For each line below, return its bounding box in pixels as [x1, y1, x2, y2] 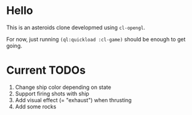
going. [6, 42, 22, 49]
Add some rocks [15, 103, 57, 110]
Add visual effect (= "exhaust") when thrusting [15, 96, 132, 103]
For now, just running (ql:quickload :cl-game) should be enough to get [6, 35, 186, 43]
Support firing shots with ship [15, 89, 89, 97]
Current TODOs [6, 63, 86, 77]
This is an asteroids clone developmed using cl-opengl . [6, 24, 146, 31]
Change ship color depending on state [15, 83, 111, 91]
